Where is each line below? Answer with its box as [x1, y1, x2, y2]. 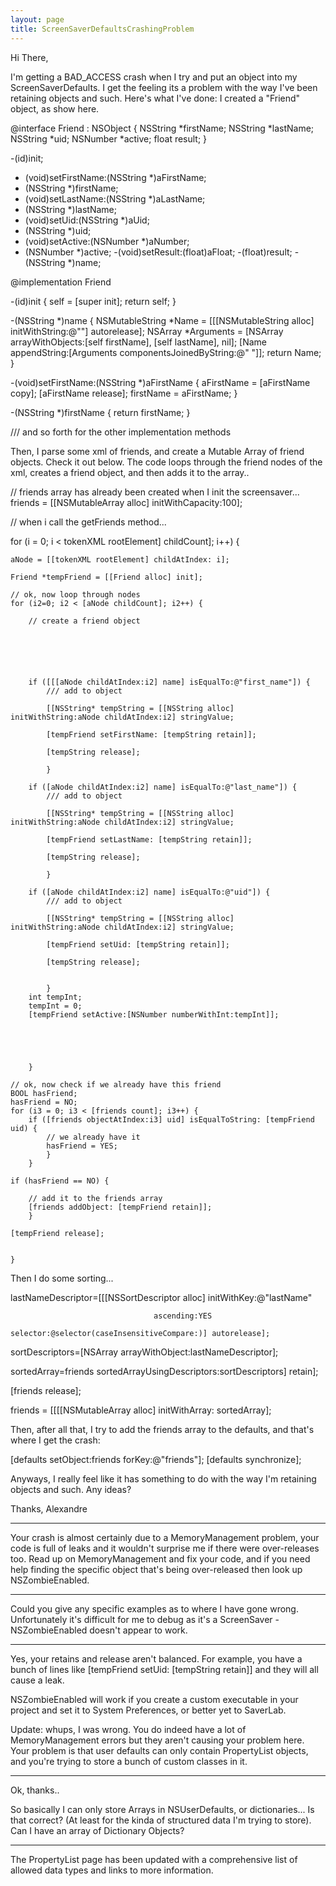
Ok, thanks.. [10, 1784, 60, 1796]
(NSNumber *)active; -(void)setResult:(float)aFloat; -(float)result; [24, 246, 293, 258]
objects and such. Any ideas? [10, 1483, 132, 1495]
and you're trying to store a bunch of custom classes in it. [10, 1755, 248, 1767]
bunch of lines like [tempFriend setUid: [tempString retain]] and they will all [10, 1663, 319, 1675]
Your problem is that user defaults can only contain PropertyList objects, [10, 1744, 309, 1756]
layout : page [10, 14, 65, 25]
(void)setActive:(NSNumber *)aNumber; [24, 235, 190, 247]
